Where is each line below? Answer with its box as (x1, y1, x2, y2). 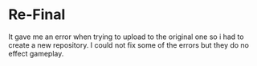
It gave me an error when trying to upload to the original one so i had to (8, 32, 244, 41)
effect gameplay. (8, 49, 64, 58)
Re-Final (8, 6, 66, 24)
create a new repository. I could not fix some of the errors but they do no (8, 40, 250, 49)
